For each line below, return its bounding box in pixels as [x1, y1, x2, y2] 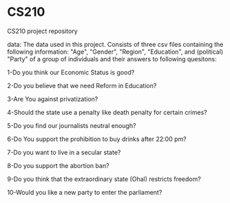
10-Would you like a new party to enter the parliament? [7, 188, 163, 196]
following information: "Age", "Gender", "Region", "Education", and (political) [7, 47, 224, 56]
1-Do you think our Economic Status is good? [7, 68, 135, 76]
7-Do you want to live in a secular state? [7, 148, 121, 156]
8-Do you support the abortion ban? [7, 161, 109, 169]
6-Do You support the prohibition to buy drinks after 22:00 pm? [7, 135, 187, 143]
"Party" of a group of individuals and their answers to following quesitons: [7, 54, 217, 63]
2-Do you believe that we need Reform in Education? [7, 81, 157, 89]
